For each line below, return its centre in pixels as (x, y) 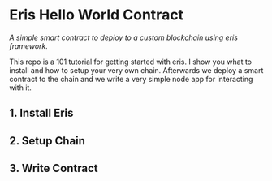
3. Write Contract (54, 168)
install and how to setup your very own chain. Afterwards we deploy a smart (136, 70)
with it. (20, 88)
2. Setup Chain (47, 141)
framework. (28, 45)
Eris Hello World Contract (97, 15)
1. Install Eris (41, 113)
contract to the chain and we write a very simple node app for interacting (131, 79)
